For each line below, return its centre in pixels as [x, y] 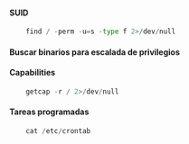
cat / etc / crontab [58, 130]
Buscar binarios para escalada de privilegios [95, 52]
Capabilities [33, 73]
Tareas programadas [49, 112]
